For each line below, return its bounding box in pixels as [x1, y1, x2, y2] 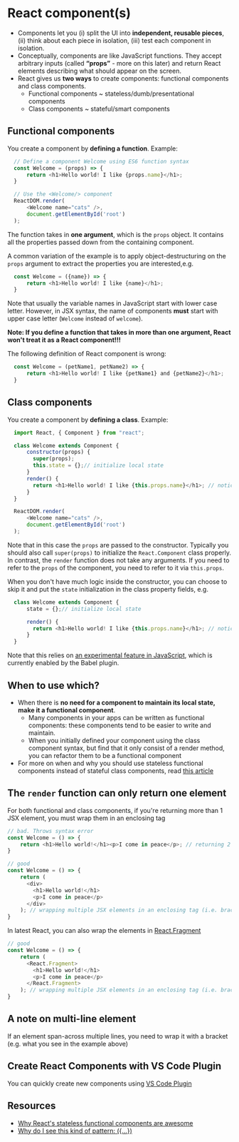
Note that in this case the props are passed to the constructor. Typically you [7, 540, 229, 549]
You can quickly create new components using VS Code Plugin [7, 1079, 192, 1088]
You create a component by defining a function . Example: [7, 144, 178, 153]
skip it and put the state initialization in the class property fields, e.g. [7, 585, 208, 593]
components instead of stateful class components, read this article [17, 767, 214, 775]
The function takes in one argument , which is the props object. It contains [7, 230, 224, 238]
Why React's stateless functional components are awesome [17, 1118, 193, 1127]
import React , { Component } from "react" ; [14, 429, 144, 436]
